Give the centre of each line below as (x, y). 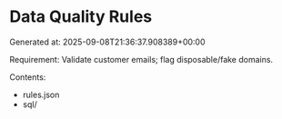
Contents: (28, 77)
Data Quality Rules (81, 17)
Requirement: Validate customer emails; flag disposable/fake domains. (141, 59)
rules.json (41, 94)
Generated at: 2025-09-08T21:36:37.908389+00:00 (108, 42)
